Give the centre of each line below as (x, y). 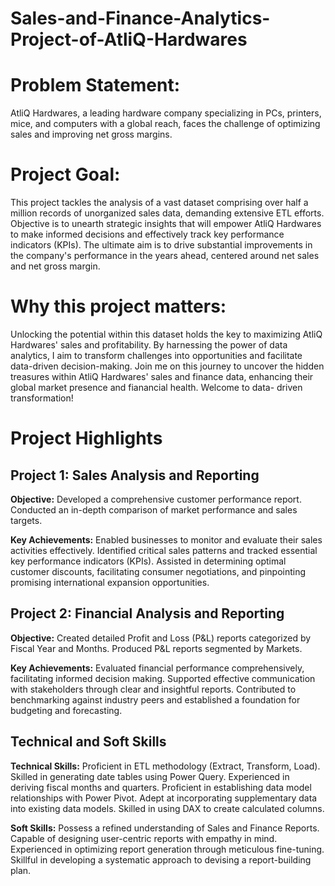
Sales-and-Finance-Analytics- (140, 18)
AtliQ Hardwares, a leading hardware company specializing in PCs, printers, (166, 113)
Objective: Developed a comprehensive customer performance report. (156, 499)
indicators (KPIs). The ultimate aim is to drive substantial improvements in (161, 245)
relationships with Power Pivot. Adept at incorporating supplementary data (164, 798)
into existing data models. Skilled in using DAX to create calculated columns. (167, 808)
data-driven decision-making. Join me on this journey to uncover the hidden (167, 366)
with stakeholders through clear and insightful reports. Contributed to (153, 689)
